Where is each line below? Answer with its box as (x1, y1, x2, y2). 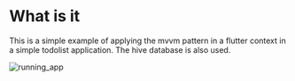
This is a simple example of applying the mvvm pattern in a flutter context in (9, 35, 286, 46)
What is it (9, 6, 81, 26)
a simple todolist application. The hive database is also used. (9, 44, 231, 55)
